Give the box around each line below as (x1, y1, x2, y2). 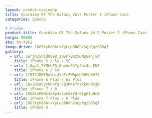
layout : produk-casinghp (5, 7, 57, 13)
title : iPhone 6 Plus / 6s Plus (14, 77, 82, 82)
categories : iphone (5, 17, 46, 22)
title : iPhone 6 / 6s (14, 68, 59, 73)
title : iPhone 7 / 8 (14, 86, 57, 91)
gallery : (5, 49, 24, 54)
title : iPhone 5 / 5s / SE (14, 58, 71, 63)
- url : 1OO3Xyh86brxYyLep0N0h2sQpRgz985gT (10, 100, 100, 105)
